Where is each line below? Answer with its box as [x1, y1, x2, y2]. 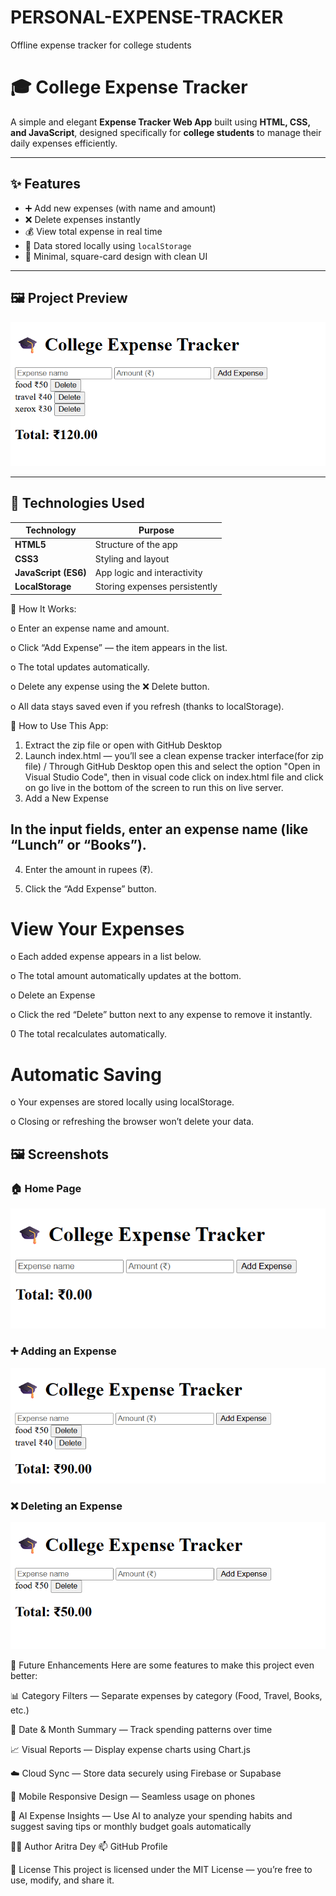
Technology [25, 524, 77, 536]
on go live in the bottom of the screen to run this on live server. [24, 781, 284, 793]
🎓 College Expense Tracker [10, 76, 248, 99]
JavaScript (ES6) [14, 566, 87, 578]
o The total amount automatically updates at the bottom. [10, 970, 242, 982]
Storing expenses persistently [94, 581, 218, 593]
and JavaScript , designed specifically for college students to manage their [10, 126, 322, 138]
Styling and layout [94, 552, 170, 565]
